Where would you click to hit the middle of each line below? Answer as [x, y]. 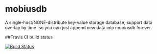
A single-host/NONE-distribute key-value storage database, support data [79, 22]
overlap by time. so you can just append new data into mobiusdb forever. [78, 27]
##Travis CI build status [29, 37]
